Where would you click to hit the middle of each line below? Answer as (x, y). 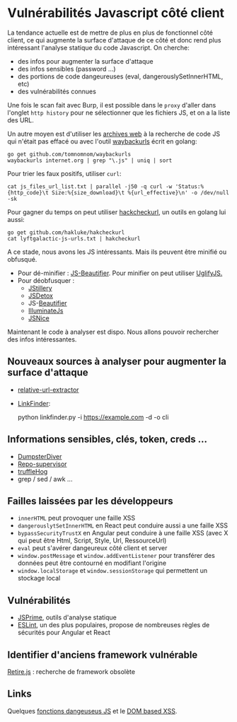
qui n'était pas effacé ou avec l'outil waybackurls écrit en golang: (102, 141)
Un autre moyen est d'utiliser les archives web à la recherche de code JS (114, 134)
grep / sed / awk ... (45, 479)
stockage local (39, 578)
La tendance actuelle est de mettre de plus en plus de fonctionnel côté (110, 33)
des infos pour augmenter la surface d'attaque (85, 61)
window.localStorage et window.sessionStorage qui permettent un (112, 571)
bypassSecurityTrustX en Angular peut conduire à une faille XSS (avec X (123, 533)
